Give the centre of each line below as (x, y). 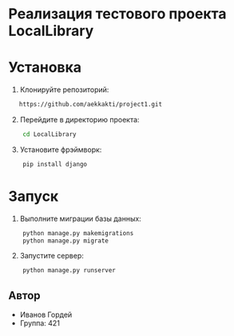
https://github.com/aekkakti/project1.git (90, 105)
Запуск (34, 196)
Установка (45, 68)
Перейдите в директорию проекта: (79, 120)
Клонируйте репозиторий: (64, 90)
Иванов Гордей (46, 315)
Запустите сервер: (52, 256)
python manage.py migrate (66, 241)
